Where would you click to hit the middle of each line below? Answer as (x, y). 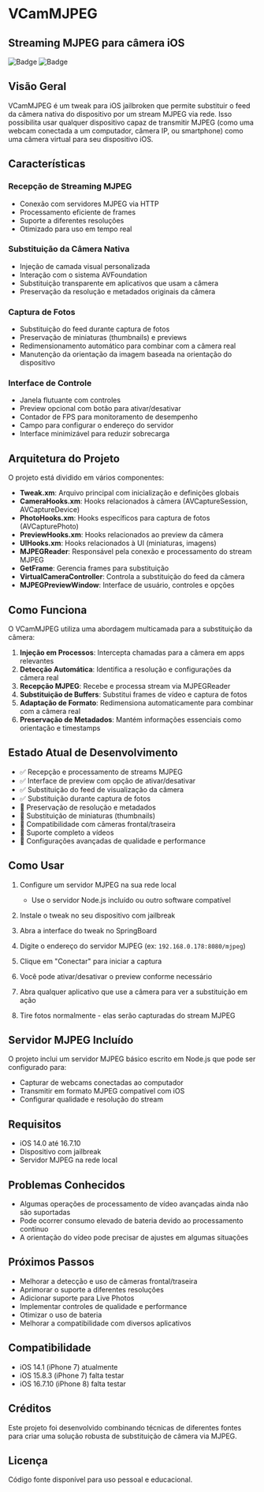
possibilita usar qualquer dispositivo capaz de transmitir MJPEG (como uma (131, 122)
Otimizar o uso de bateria (61, 1314)
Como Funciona (48, 610)
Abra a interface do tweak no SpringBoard (88, 930)
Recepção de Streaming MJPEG (70, 186)
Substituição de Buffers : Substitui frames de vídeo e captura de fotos (133, 694)
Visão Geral (37, 86)
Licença (28, 1460)
